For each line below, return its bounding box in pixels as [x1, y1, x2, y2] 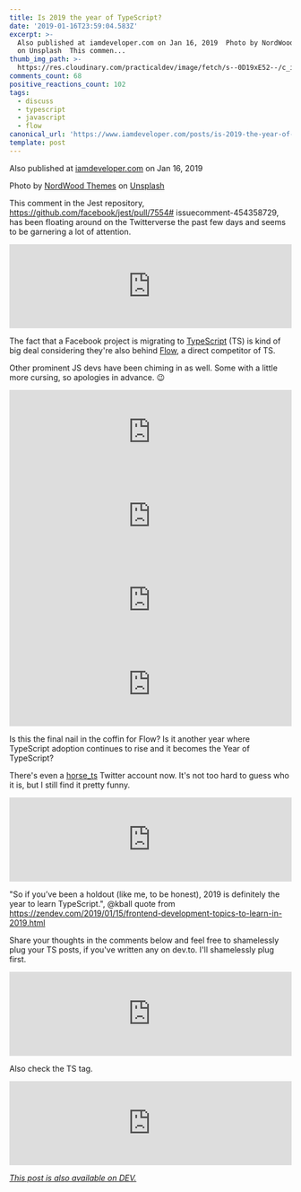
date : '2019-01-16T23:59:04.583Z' [9, 22, 139, 30]
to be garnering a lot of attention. [9, 226, 132, 237]
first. [9, 953, 27, 964]
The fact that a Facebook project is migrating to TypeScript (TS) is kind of [9, 335, 281, 346]
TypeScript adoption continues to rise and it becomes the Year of [9, 743, 251, 753]
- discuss [17, 96, 54, 106]
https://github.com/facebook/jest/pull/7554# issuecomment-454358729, [9, 207, 279, 218]
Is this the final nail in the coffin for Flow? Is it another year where [9, 733, 251, 744]
